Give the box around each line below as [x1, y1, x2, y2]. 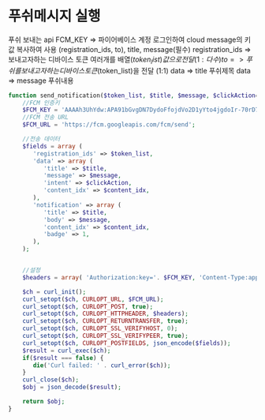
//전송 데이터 [22, 135, 61, 143]
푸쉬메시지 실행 [8, 7, 101, 25]
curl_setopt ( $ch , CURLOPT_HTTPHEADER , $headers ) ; [22, 309, 189, 318]
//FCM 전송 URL [22, 114, 69, 122]
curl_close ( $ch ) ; [22, 376, 80, 384]
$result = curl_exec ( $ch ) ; [22, 347, 111, 354]
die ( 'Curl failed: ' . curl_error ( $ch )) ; [32, 361, 171, 369]
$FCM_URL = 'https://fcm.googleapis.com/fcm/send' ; [22, 121, 196, 129]
